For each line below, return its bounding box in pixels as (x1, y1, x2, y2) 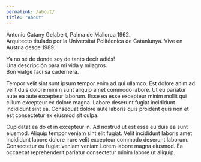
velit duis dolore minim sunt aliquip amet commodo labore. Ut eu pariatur (6, 86, 186, 93)
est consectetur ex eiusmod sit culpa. (6, 112, 99, 119)
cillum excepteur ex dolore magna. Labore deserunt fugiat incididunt (6, 98, 175, 106)
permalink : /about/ (6, 8, 55, 15)
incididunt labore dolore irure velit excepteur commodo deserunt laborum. (6, 136, 189, 143)
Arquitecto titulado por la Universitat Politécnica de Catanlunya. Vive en (6, 37, 183, 44)
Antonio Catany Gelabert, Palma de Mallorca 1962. (6, 31, 131, 38)
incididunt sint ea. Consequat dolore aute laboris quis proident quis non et (6, 105, 189, 112)
